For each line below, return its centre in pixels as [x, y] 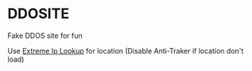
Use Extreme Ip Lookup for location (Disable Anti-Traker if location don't [126, 50]
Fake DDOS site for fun [45, 35]
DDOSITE [38, 14]
